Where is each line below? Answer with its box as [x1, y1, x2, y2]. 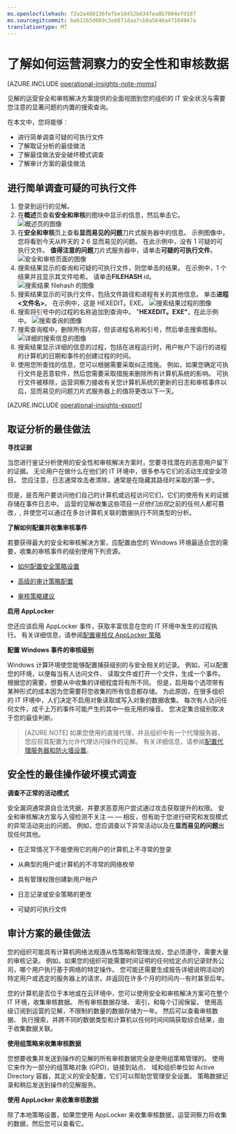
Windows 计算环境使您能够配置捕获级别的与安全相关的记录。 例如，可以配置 [7, 660, 228, 669]
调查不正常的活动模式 [7, 788, 69, 797]
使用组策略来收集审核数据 [7, 1039, 81, 1047]
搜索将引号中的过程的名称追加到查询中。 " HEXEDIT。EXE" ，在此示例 [17, 308, 219, 316]
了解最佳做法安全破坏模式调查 [17, 151, 104, 159]
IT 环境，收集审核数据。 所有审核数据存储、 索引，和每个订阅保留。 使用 [7, 997, 217, 1006]
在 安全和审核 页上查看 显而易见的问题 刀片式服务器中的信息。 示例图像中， [17, 228, 229, 237]
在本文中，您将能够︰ [7, 118, 69, 127]
